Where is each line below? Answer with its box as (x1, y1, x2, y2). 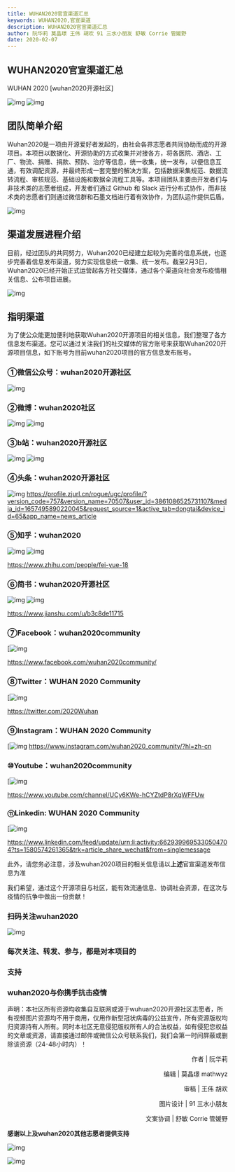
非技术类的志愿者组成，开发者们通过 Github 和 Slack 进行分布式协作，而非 (7, 184, 221, 192)
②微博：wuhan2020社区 (7, 402, 96, 412)
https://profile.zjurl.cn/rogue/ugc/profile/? (27, 489, 148, 498)
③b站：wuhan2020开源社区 (7, 437, 107, 447)
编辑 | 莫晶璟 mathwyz (163, 1070, 228, 1078)
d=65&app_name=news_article (7, 512, 97, 520)
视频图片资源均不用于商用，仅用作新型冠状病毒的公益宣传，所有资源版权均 (13, 1014, 228, 1022)
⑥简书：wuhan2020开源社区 (7, 579, 110, 589)
